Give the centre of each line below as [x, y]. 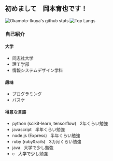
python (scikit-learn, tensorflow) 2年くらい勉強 [60, 124]
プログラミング [27, 94]
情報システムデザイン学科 [37, 70]
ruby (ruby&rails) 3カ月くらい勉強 [47, 142]
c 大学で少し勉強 [30, 154]
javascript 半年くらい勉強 [38, 130]
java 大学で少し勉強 [33, 148]
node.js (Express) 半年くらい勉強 [46, 136]
